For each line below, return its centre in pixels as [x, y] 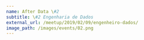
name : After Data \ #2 [33, 11]
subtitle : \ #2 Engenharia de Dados [50, 17]
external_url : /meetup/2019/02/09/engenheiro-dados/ [72, 22]
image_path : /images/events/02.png [50, 28]
